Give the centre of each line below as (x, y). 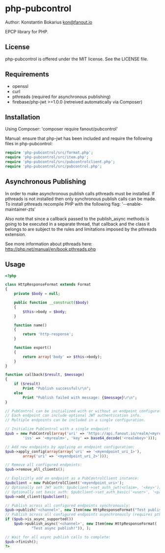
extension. (16, 234)
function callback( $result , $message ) (45, 375)
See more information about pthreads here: (49, 244)
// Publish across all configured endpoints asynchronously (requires (79, 515)
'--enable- (132, 204)
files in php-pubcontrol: (29, 144)
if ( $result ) (27, 384)
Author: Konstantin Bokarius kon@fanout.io (49, 22)
